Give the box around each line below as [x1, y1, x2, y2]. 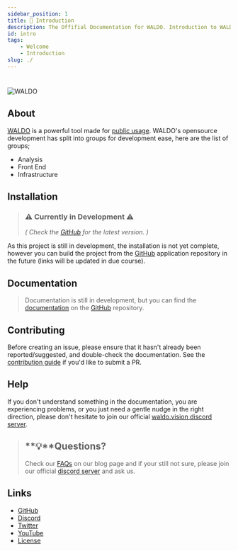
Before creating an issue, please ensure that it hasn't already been [7, 343, 201, 351]
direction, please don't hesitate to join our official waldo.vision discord [7, 412, 212, 421]
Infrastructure [17, 170, 58, 178]
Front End [17, 162, 47, 171]
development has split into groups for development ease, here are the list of [7, 134, 229, 142]
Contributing [7, 324, 65, 336]
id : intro [7, 30, 37, 38]
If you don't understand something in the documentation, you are [7, 397, 198, 406]
